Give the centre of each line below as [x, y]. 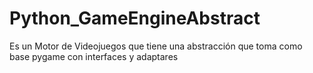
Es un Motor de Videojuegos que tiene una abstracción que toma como [156, 46]
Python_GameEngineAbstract [135, 18]
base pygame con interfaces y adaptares [94, 56]
